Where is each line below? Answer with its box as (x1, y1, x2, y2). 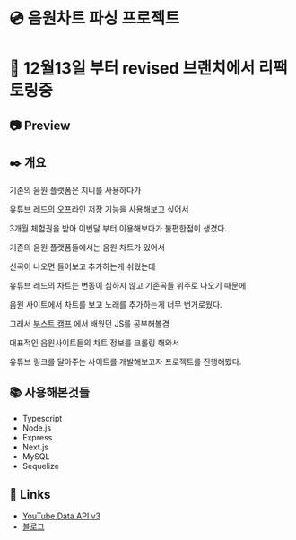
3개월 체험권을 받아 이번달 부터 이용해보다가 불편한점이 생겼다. (9, 222, 228, 233)
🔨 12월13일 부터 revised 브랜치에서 (9, 58, 256, 79)
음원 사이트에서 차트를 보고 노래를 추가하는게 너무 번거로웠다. (9, 299, 222, 309)
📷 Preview (9, 118, 71, 133)
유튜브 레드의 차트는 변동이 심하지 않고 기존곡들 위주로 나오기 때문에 (9, 280, 247, 291)
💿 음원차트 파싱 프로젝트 (9, 8, 180, 29)
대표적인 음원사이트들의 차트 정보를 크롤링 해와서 (9, 337, 180, 348)
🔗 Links (9, 486, 51, 502)
